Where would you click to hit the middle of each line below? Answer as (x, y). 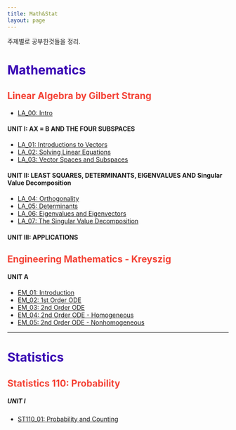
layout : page (26, 20)
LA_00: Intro (35, 112)
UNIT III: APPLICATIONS (43, 237)
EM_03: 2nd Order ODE (51, 308)
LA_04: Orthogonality (48, 198)
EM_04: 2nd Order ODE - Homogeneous (76, 315)
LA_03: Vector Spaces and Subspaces (73, 159)
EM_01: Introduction (46, 293)
